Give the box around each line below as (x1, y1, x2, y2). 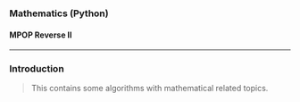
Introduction (9, 63, 64, 75)
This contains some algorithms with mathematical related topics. (30, 83, 269, 94)
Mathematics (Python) (9, 7, 109, 20)
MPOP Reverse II (9, 30, 72, 40)
